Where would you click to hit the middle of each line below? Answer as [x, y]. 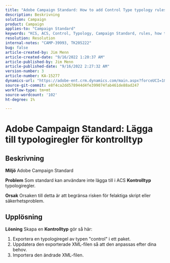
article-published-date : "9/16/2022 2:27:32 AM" [57, 66]
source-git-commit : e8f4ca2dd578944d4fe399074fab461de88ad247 [72, 85]
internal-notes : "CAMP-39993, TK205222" [49, 43]
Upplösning [24, 217]
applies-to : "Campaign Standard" [40, 29]
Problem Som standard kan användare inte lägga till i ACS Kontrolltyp [78, 180]
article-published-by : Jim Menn [39, 62]
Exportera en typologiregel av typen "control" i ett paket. [72, 239]
